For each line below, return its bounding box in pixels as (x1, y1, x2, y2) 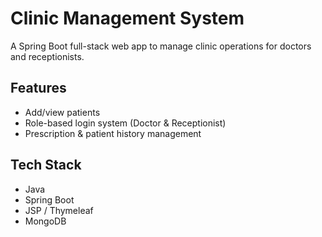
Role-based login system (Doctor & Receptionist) (24, 117, 227, 129)
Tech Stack (10, 157, 82, 174)
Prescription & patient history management (24, 127, 202, 139)
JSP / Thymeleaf (24, 204, 94, 216)
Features (10, 80, 67, 97)
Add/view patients (24, 106, 101, 118)
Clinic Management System (10, 7, 245, 30)
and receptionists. (10, 50, 85, 62)
